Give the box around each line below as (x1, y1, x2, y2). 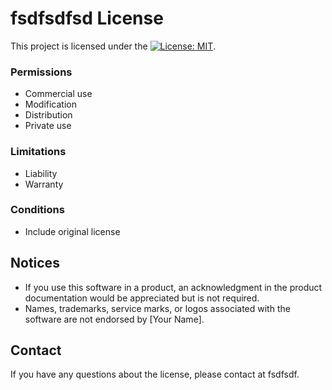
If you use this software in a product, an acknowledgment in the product (24, 281, 323, 293)
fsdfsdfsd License (10, 7, 164, 30)
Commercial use (24, 88, 93, 100)
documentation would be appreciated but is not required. (24, 292, 260, 304)
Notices (10, 255, 60, 272)
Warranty (24, 178, 64, 190)
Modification (24, 98, 78, 111)
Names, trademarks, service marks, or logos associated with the (24, 302, 291, 314)
